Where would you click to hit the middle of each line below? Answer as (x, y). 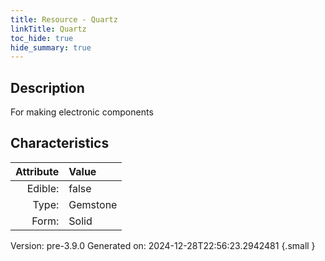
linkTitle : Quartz (48, 29)
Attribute (37, 171)
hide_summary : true (51, 47)
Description (47, 87)
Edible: (43, 188)
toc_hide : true (42, 38)
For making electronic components (82, 112)
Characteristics (60, 143)
